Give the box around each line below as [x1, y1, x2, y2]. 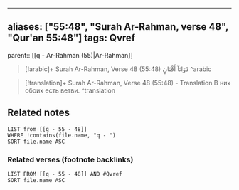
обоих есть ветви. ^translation [24, 86, 116, 95]
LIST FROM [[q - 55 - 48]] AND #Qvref [7, 170, 122, 178]
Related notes [7, 107, 70, 119]
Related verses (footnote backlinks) [7, 154, 134, 164]
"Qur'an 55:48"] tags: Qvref [7, 32, 136, 44]
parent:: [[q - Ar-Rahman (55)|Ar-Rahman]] [7, 51, 133, 59]
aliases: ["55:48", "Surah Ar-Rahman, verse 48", [7, 21, 229, 33]
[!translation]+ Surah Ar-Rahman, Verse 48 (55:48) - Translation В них [24, 78, 231, 87]
